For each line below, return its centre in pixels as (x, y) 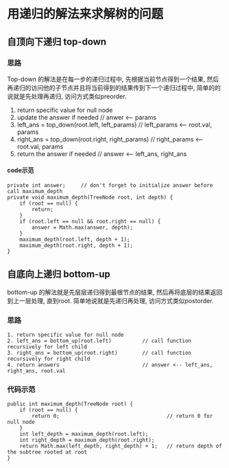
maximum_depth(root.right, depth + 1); (76, 246)
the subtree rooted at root (47, 452)
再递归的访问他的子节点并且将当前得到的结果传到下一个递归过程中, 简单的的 (114, 87)
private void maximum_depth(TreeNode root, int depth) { (90, 198)
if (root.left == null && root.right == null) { (90, 222)
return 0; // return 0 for (122, 416)
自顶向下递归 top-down (57, 42)
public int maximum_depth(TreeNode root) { (70, 404)
